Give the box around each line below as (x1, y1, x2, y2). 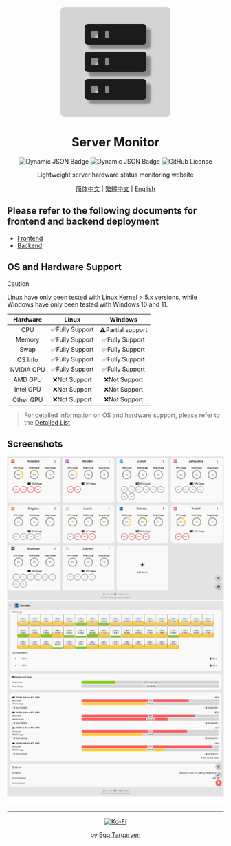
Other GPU (12, 395, 43, 403)
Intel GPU (14, 386, 41, 394)
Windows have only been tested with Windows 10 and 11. (7, 300, 168, 309)
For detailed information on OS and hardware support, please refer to (23, 411, 220, 419)
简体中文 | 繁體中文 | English (75, 184, 156, 192)
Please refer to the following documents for (7, 205, 197, 216)
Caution (7, 279, 30, 288)
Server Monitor (71, 135, 160, 151)
